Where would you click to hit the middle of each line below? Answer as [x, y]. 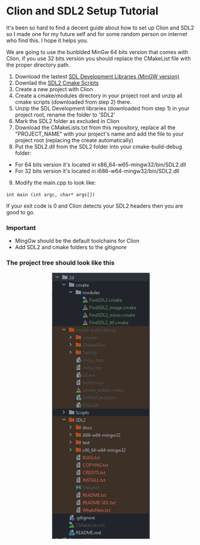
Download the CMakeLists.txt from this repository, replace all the [95, 127]
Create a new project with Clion [54, 89]
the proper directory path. [38, 65]
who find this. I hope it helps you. [47, 40]
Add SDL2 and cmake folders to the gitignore [71, 247]
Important [21, 227]
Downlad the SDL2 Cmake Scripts [57, 83]
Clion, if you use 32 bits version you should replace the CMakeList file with [98, 58]
